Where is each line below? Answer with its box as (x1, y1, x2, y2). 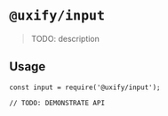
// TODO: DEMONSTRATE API (9, 98, 105, 107)
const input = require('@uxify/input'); (9, 83, 162, 92)
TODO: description (30, 33, 100, 44)
